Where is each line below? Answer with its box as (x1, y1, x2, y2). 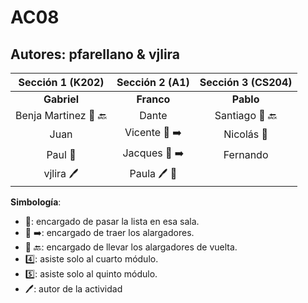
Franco (136, 92, 171, 106)
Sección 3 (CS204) (199, 76, 293, 89)
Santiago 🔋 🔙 (214, 109, 278, 122)
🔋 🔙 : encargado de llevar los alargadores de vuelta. (24, 241, 238, 253)
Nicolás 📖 (223, 127, 269, 141)
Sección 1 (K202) (18, 76, 105, 89)
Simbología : (10, 196, 62, 208)
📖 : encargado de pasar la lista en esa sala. (24, 216, 200, 227)
